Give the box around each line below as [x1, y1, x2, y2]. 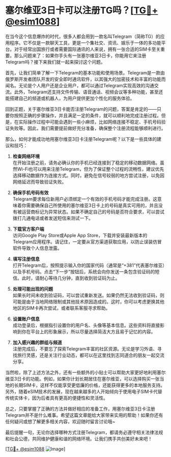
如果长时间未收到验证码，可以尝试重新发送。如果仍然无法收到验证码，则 [12, 292, 164, 298]
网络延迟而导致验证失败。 [12, 179, 67, 185]
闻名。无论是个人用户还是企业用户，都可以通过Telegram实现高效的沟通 [5, 82, 154, 88]
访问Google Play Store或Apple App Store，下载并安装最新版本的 [12, 232, 148, 238]
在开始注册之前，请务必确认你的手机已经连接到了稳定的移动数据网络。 [12, 159, 160, 166]
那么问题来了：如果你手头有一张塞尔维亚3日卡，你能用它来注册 [14, 52, 147, 59]
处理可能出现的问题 [12, 286, 53, 292]
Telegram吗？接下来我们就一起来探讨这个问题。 [5, 59, 105, 65]
